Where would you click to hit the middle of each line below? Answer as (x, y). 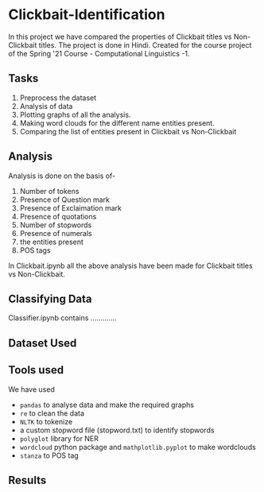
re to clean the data (52, 413)
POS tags (35, 250)
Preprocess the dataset (58, 98)
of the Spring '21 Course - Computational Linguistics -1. (99, 53)
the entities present (51, 242)
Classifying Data (50, 298)
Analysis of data (46, 106)
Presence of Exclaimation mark (70, 207)
